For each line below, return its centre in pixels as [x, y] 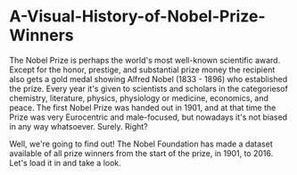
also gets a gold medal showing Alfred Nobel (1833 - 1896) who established [148, 79]
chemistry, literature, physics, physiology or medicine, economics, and [139, 98]
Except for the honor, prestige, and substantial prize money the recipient [142, 70]
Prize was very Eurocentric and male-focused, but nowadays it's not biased [148, 117]
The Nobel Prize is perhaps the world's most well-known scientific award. [145, 60]
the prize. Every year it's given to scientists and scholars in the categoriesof [148, 88]
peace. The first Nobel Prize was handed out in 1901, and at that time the [143, 107]
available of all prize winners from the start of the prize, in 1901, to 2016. [141, 153]
